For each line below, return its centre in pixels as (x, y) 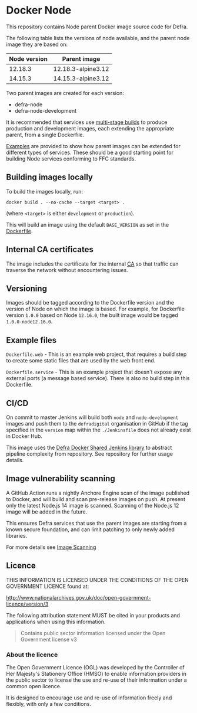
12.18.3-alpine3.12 (81, 68)
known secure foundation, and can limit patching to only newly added (91, 529)
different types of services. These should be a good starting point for (90, 152)
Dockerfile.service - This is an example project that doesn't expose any (94, 372)
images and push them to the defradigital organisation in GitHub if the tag (97, 423)
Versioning (26, 288)
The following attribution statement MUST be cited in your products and (93, 615)
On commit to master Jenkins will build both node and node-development (92, 417)
